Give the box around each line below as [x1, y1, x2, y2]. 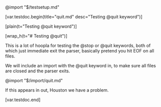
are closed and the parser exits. [5, 68, 70, 74]
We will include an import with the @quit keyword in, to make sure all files [5, 63, 156, 68]
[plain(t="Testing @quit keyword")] [5, 23, 77, 29]
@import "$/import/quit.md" [5, 78, 63, 83]
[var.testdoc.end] [5, 97, 41, 103]
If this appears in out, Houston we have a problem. [5, 87, 109, 93]
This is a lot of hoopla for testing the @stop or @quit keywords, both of [5, 43, 151, 49]
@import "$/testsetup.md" [5, 4, 60, 10]
